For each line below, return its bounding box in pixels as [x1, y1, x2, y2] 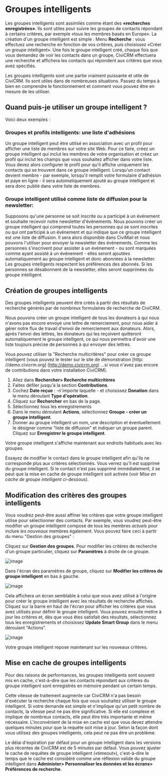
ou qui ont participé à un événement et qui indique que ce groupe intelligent [5, 229, 161, 235]
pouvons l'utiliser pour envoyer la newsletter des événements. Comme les [5, 240, 157, 246]
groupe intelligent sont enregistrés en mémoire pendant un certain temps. [5, 683, 157, 689]
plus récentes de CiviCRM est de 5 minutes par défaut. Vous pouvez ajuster [5, 744, 161, 751]
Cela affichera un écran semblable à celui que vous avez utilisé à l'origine [5, 592, 156, 598]
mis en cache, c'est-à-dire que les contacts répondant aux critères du [5, 677, 149, 683]
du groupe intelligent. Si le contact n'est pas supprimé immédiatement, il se [5, 466, 160, 472]
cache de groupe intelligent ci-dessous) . [5, 476, 89, 482]
